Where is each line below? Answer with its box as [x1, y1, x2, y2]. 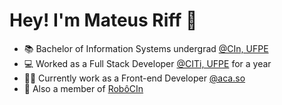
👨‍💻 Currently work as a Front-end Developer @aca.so [23, 72, 246, 84]
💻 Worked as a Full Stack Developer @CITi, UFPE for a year [23, 57, 272, 69]
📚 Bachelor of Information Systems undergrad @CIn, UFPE [23, 42, 269, 54]
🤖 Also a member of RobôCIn [23, 82, 144, 94]
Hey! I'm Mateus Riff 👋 [9, 9, 198, 32]
